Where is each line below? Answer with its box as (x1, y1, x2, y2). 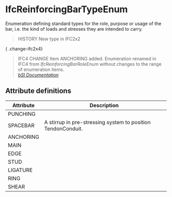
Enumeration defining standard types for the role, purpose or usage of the (5, 20, 162, 27)
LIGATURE (8, 166, 33, 174)
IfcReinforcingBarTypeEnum (5, 4, 128, 15)
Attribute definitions (5, 87, 72, 95)
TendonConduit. (44, 125, 83, 132)
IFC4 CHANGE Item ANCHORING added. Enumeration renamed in (17, 55, 157, 62)
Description (89, 102, 119, 109)
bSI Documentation (17, 71, 59, 78)
